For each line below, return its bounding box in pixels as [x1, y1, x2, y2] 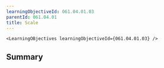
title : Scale [6, 20, 39, 25]
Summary [6, 51, 43, 62]
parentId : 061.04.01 [6, 14, 58, 20]
